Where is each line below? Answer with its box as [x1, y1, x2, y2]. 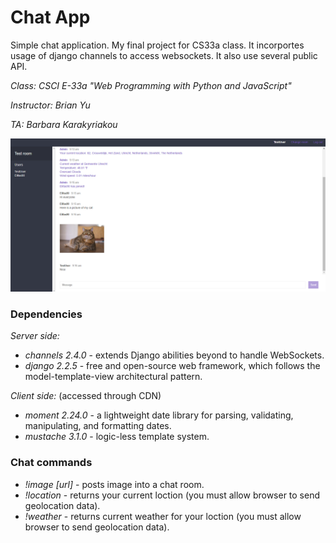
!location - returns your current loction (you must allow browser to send [24, 489, 321, 501]
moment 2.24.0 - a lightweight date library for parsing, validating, [24, 409, 294, 421]
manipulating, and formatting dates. [24, 420, 172, 432]
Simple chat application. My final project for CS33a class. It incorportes [10, 39, 305, 51]
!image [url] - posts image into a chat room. [24, 478, 205, 490]
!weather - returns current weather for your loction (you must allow [24, 510, 302, 522]
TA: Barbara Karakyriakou [10, 118, 118, 130]
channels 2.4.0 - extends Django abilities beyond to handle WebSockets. [24, 349, 325, 361]
